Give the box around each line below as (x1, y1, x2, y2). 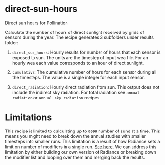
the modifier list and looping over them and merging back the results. (5, 154, 145, 160)
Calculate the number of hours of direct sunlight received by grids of (5, 29, 144, 35)
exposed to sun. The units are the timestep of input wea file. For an (12, 54, 149, 60)
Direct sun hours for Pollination (5, 20, 68, 26)
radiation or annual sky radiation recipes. (12, 95, 101, 100)
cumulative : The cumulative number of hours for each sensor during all (12, 69, 157, 75)
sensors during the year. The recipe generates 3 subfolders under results (5, 34, 154, 40)
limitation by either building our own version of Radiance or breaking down (5, 149, 157, 155)
